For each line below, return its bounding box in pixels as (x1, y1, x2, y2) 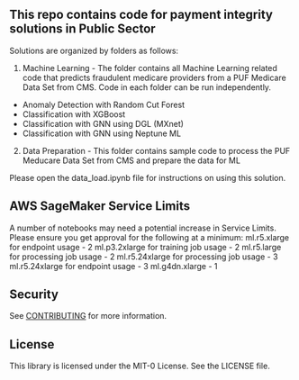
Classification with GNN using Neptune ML (22, 128, 182, 139)
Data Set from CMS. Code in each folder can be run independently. (22, 81, 272, 93)
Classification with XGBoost (22, 108, 126, 120)
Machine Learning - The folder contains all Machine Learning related (22, 62, 277, 73)
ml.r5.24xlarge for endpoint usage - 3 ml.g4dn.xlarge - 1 (9, 260, 218, 271)
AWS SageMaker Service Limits (9, 198, 191, 214)
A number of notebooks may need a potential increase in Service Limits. (9, 222, 276, 233)
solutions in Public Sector (9, 22, 156, 37)
